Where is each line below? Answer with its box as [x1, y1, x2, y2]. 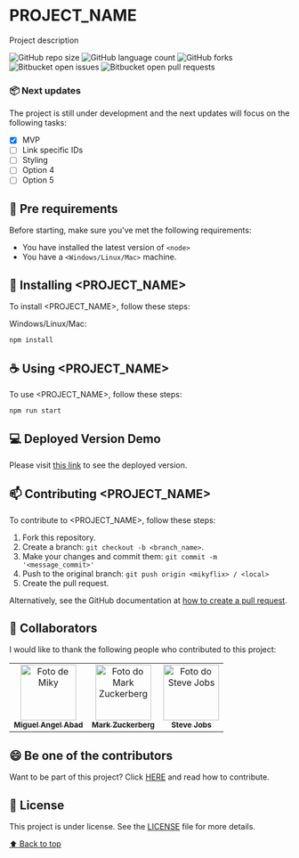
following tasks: [9, 118, 67, 128]
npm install [9, 336, 53, 345]
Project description [9, 35, 79, 45]
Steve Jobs [171, 720, 212, 731]
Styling [21, 155, 49, 166]
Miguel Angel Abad [13, 720, 84, 731]
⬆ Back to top [9, 838, 62, 849]
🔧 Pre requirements [9, 201, 118, 217]
